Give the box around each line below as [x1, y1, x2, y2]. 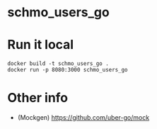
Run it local [7, 37, 74, 53]
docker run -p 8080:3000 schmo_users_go [7, 67, 129, 74]
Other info [7, 90, 69, 106]
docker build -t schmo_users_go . [7, 60, 110, 67]
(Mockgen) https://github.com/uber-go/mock [17, 113, 150, 122]
